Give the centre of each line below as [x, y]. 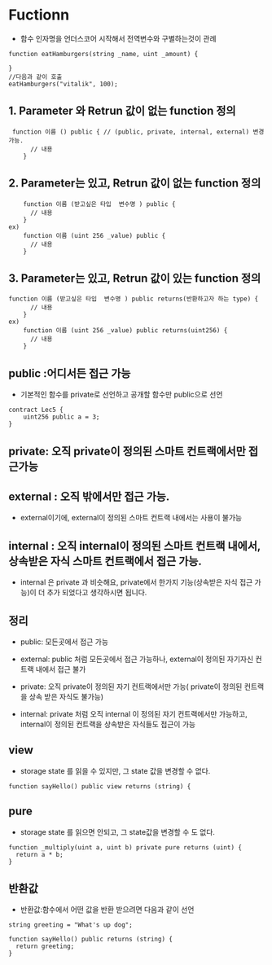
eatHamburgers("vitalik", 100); [63, 84]
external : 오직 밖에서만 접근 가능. [89, 496]
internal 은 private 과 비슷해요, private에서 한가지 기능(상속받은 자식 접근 [136, 582]
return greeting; [45, 946]
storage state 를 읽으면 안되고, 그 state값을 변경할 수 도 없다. [118, 831]
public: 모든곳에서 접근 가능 [64, 642]
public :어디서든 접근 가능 [70, 373]
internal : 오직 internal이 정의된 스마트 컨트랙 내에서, [134, 546]
